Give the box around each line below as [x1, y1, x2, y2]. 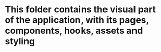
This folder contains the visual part [5, 4, 156, 15]
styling [5, 36, 35, 47]
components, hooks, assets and [5, 25, 143, 36]
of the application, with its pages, [5, 14, 149, 26]
